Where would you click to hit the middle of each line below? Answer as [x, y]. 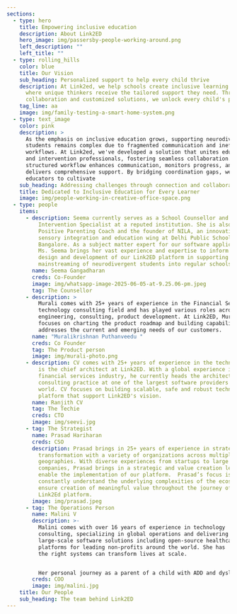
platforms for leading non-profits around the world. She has [132, 547]
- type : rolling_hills [46, 60]
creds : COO [48, 579]
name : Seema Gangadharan [69, 271]
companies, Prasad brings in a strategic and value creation [130, 468]
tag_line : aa [39, 106]
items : [29, 212]
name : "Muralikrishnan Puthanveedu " [87, 336]
